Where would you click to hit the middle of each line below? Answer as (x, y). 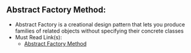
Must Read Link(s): (38, 37)
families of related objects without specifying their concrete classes (99, 31)
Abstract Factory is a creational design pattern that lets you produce (100, 24)
